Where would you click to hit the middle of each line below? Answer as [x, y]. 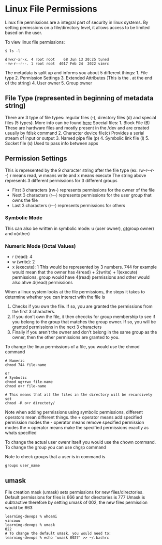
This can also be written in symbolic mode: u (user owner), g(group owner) [80, 228]
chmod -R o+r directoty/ [30, 403]
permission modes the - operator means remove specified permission [74, 422]
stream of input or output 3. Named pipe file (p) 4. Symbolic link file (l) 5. [77, 138]
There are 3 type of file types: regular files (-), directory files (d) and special [81, 117]
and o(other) [17, 233]
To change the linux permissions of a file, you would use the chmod [72, 347]
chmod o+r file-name [26, 386]
